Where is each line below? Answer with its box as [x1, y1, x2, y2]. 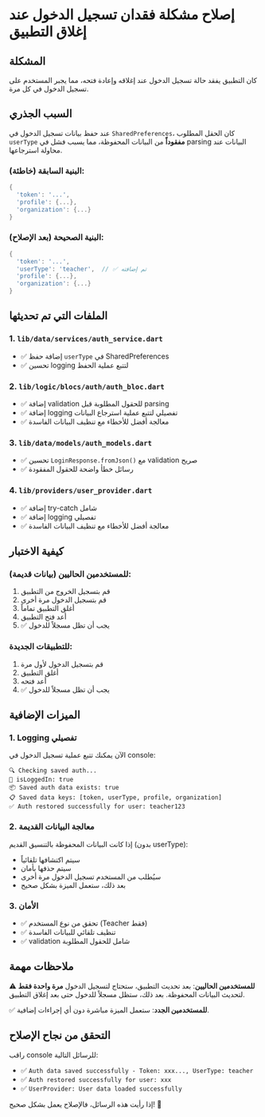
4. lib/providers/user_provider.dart [9, 485, 153, 496]
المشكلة [9, 54, 46, 68]
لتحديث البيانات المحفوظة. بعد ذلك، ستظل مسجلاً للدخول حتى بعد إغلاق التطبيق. [9, 989, 245, 999]
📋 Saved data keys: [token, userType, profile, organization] [9, 794, 222, 802]
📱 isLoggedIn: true [9, 776, 74, 784]
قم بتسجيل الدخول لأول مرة [20, 659, 104, 668]
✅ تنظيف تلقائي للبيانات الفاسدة [20, 927, 116, 937]
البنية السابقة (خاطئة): [9, 165, 85, 176]
